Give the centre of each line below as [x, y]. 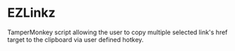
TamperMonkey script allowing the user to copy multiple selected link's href [117, 32]
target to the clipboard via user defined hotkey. [76, 39]
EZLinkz [31, 13]
